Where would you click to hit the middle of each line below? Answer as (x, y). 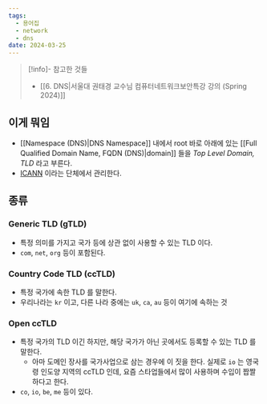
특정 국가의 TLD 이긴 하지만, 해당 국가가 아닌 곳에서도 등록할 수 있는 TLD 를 (138, 342)
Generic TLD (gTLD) (48, 224)
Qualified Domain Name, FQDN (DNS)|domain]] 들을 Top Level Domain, (137, 153)
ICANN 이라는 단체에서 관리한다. (71, 173)
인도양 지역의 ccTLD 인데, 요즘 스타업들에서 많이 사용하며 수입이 (141, 372)
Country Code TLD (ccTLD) (62, 274)
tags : (17, 16)
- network (32, 30)
